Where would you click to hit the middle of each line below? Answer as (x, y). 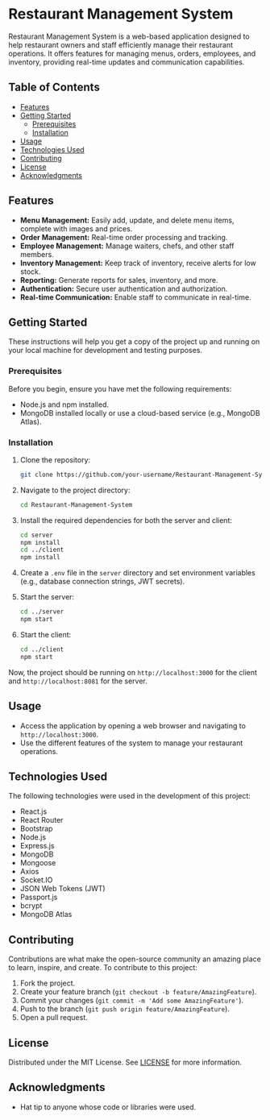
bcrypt (31, 906)
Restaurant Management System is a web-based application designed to (129, 36)
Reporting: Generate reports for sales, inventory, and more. (119, 280)
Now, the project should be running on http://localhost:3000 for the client (133, 672)
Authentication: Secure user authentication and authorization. (124, 288)
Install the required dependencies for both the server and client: (126, 520)
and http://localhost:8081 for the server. (78, 681)
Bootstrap (36, 829)
